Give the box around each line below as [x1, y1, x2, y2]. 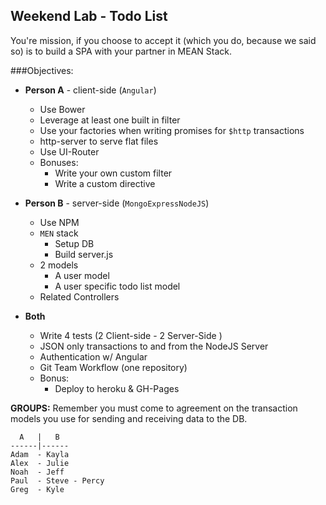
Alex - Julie [10, 458, 70, 468]
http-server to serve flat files [39, 135, 159, 147]
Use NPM [39, 216, 80, 228]
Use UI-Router [39, 145, 100, 158]
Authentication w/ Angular [39, 350, 148, 363]
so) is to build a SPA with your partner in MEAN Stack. [10, 45, 233, 57]
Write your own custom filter [54, 167, 173, 179]
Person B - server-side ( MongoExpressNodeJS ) [24, 197, 210, 209]
